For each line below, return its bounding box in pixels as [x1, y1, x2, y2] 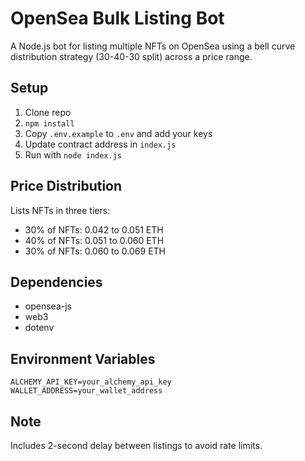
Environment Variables [10, 350, 156, 367]
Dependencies [10, 273, 103, 291]
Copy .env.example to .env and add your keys [24, 127, 213, 139]
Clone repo [24, 106, 72, 118]
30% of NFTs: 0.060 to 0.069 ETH [24, 245, 167, 257]
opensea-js [24, 300, 72, 312]
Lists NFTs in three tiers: [10, 204, 111, 216]
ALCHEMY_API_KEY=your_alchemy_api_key [10, 377, 172, 387]
